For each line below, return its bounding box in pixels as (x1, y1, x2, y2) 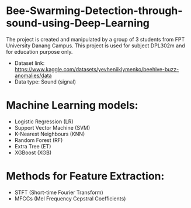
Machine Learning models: (6, 99, 138, 112)
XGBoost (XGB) (14, 149, 52, 156)
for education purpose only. (6, 48, 73, 55)
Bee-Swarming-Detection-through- (6, 4, 183, 18)
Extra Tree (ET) (14, 143, 51, 150)
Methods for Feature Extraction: (6, 169, 165, 183)
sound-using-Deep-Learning (6, 16, 150, 30)
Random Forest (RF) (14, 136, 63, 144)
